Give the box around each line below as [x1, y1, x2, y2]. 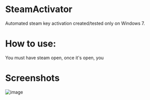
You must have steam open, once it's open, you [5, 55, 104, 61]
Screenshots [5, 72, 60, 84]
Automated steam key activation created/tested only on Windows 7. [5, 20, 145, 26]
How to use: [5, 38, 56, 49]
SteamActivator [5, 4, 72, 15]
